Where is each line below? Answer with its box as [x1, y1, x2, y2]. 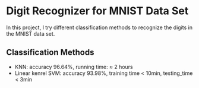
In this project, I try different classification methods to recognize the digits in [6, 24, 193, 31]
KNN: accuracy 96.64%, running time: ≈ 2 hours [14, 63, 134, 70]
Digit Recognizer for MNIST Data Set [6, 4, 189, 18]
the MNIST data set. [6, 30, 55, 37]
